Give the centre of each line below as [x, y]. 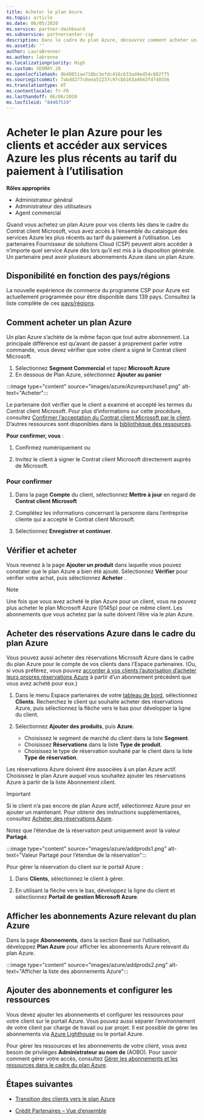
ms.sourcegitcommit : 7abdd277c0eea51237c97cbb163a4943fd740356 [88, 80]
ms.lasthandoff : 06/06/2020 [42, 97]
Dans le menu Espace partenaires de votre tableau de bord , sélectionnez [106, 695]
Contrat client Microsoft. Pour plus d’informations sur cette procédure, [94, 411]
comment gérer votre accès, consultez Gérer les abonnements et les [92, 1059]
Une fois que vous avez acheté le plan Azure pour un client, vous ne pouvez [101, 602]
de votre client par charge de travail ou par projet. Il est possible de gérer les [102, 1027]
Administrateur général [44, 200]
